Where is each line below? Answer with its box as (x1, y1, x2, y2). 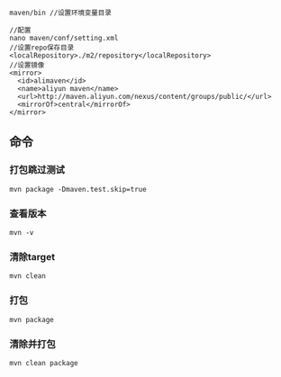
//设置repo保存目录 (9, 43, 75, 52)
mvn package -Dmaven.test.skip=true (9, 184, 147, 193)
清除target (9, 250, 56, 263)
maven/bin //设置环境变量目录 (9, 8, 113, 17)
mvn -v (9, 228, 34, 237)
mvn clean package (9, 358, 78, 367)
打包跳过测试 (9, 164, 66, 176)
